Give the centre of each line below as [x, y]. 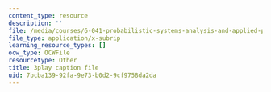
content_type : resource [48, 16]
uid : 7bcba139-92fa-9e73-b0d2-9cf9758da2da [83, 75]
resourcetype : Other [43, 61]
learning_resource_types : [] [57, 46]
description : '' [35, 23]
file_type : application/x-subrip [65, 38]
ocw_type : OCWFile [39, 53]
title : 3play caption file [54, 68]
